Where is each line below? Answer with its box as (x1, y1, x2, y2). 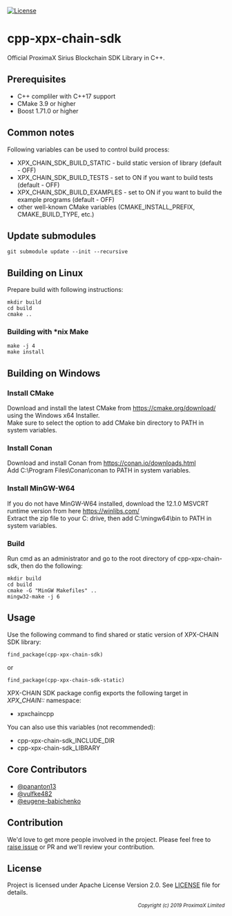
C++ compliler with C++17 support (17, 92, 116, 100)
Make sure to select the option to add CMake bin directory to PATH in (7, 419, 204, 427)
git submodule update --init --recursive (7, 248, 128, 255)
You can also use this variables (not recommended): (7, 723, 155, 731)
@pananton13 (17, 782, 57, 790)
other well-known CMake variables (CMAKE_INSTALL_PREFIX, (17, 203, 195, 211)
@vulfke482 (17, 789, 52, 798)
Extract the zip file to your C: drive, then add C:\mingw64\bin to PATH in (7, 514, 212, 522)
